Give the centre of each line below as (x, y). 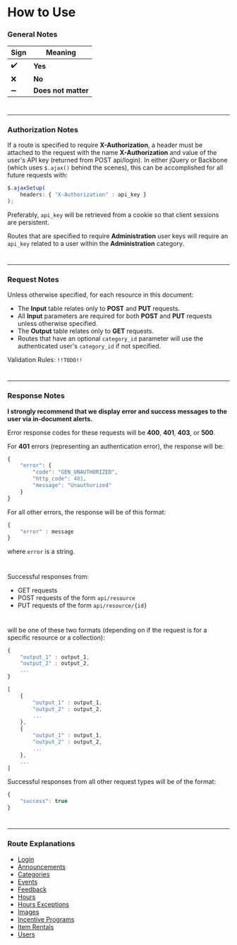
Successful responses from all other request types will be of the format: (112, 782)
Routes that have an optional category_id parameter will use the (110, 339)
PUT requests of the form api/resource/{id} (82, 605)
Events (28, 881)
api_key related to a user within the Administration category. (96, 243)
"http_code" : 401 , (60, 479)
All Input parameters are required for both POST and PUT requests (115, 316)
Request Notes (33, 279)
